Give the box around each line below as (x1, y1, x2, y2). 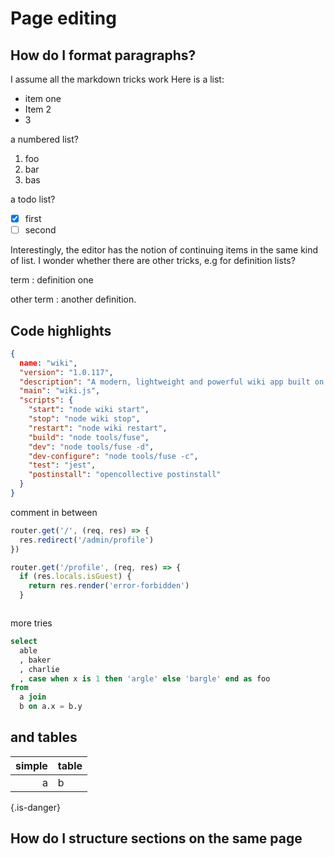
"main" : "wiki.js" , (19, 386, 101, 396)
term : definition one (10, 274, 94, 286)
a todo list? (10, 193, 56, 205)
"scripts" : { (19, 395, 74, 406)
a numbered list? (10, 133, 79, 145)
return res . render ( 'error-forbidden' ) (28, 581, 190, 591)
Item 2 (24, 103, 52, 115)
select (10, 637, 38, 647)
